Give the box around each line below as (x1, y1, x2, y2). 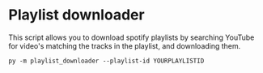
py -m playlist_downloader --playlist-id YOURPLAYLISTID (8, 57, 205, 65)
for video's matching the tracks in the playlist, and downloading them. (8, 41, 241, 50)
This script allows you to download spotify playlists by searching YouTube (8, 32, 255, 42)
